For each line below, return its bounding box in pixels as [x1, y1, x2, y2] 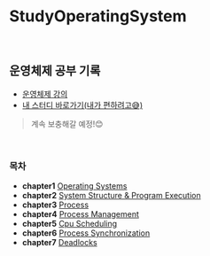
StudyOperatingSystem [9, 6, 188, 27]
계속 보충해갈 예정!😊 [30, 118, 104, 129]
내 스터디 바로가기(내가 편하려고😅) [21, 99, 144, 110]
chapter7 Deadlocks [21, 237, 97, 248]
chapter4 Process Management [21, 209, 140, 220]
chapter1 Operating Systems [21, 181, 128, 191]
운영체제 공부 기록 [9, 64, 101, 79]
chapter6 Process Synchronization [21, 228, 151, 238]
